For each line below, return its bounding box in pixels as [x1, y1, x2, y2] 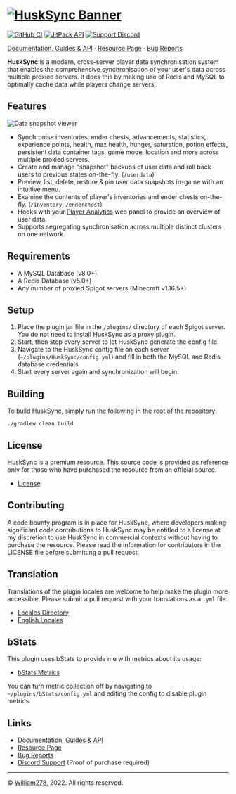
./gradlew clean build [7, 421, 74, 428]
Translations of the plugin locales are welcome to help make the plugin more [7, 587, 228, 596]
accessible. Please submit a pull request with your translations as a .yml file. [7, 594, 228, 603]
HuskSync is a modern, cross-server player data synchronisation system [7, 57, 219, 66]
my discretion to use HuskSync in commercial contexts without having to [7, 533, 218, 542]
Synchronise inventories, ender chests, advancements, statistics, [17, 132, 206, 141]
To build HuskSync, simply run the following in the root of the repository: [7, 406, 218, 415]
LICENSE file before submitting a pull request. [7, 548, 140, 556]
